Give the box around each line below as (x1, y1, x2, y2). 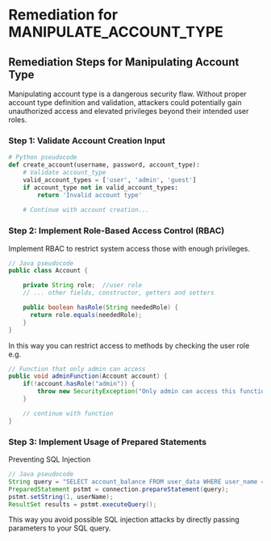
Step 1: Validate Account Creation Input (8, 135, 165, 146)
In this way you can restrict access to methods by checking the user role (8, 340, 250, 350)
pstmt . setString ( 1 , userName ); (8, 492, 114, 501)
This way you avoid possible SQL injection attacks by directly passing (8, 515, 240, 525)
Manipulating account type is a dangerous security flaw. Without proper (8, 89, 248, 99)
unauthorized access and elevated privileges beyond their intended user (8, 107, 249, 116)
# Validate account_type (23, 168, 106, 177)
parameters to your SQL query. (8, 523, 111, 533)
